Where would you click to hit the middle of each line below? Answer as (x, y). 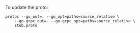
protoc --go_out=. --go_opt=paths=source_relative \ (62, 17)
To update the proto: (27, 7)
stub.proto (26, 25)
